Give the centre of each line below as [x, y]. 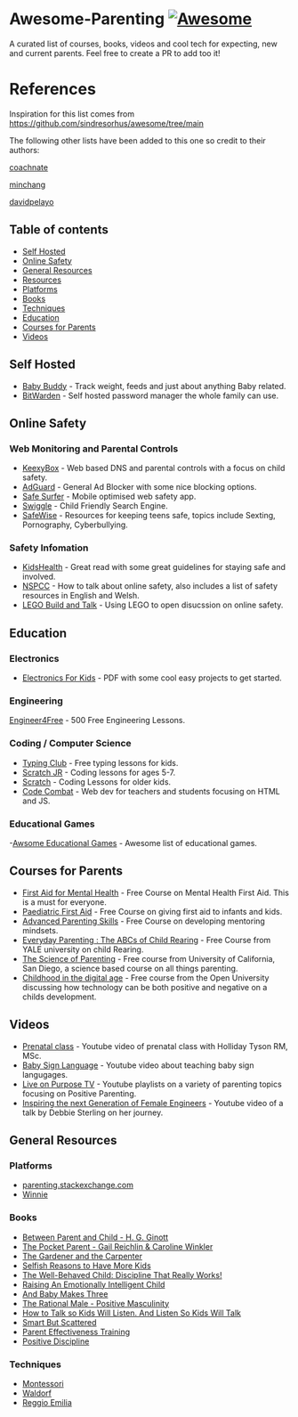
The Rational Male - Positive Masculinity [96, 1303]
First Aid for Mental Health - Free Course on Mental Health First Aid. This [155, 892]
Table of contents [59, 230]
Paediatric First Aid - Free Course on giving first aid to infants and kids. [152, 911]
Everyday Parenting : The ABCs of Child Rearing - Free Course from [146, 940]
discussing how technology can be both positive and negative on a [145, 987]
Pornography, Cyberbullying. [75, 525]
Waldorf [36, 1393]
